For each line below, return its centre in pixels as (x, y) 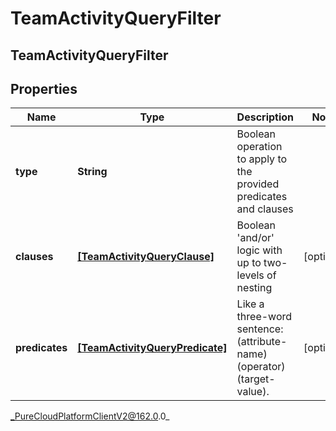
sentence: (260, 329)
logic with (259, 250)
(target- (256, 379)
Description (265, 117)
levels (250, 275)
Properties (44, 88)
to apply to (262, 159)
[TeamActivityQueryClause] (146, 257)
